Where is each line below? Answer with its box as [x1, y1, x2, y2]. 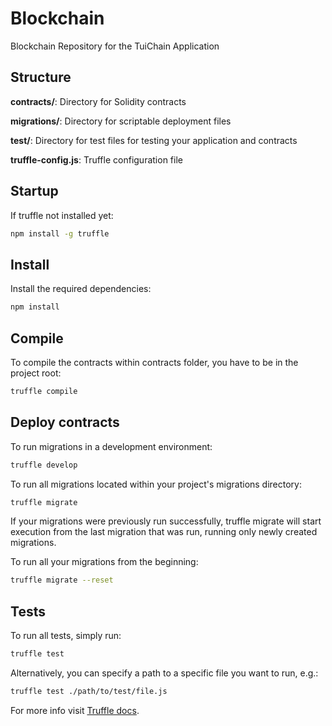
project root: [10, 367, 62, 379]
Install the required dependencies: [10, 283, 152, 295]
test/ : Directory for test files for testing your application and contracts [10, 134, 298, 146]
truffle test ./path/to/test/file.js [10, 686, 168, 696]
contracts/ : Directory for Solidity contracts [10, 95, 187, 107]
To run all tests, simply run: [10, 630, 122, 642]
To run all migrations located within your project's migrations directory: [10, 478, 303, 490]
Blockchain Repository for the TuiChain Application [10, 40, 220, 52]
